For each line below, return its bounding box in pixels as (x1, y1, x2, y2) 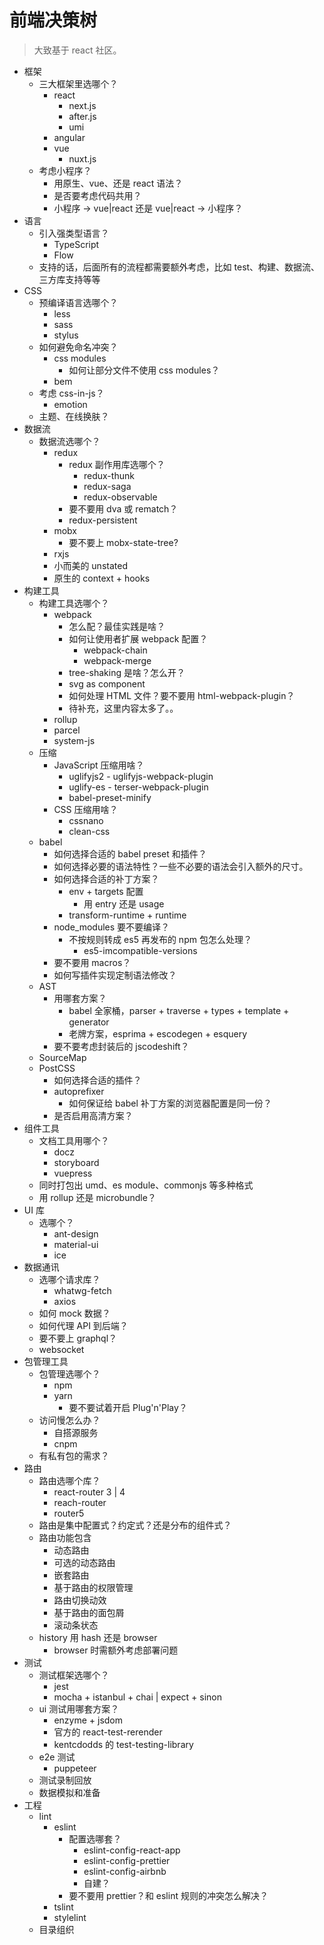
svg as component (68, 677, 146, 690)
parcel (53, 724, 81, 736)
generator (68, 1016, 110, 1028)
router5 (53, 1507, 85, 1519)
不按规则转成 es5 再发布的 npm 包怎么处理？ (68, 933, 252, 945)
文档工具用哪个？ (38, 1134, 110, 1146)
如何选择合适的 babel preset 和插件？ (53, 847, 207, 860)
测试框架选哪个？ (38, 1669, 110, 1681)
